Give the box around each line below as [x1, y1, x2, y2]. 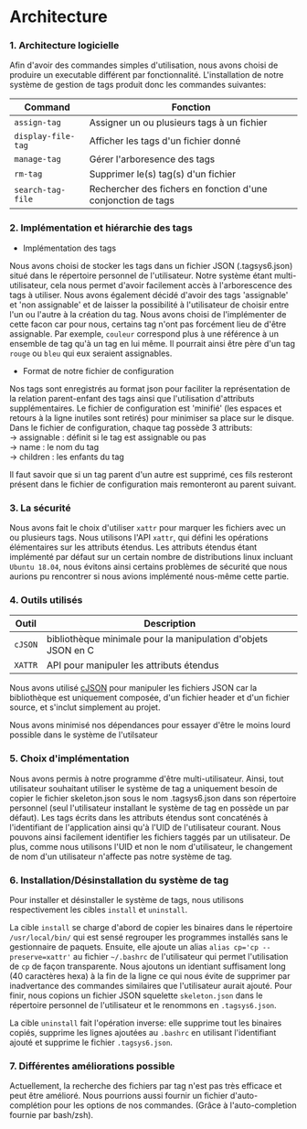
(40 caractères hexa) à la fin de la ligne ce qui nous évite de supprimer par [9, 970, 291, 981]
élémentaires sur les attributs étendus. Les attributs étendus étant [9, 542, 258, 553]
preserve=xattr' [9, 952, 71, 962]
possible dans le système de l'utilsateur [9, 729, 158, 740]
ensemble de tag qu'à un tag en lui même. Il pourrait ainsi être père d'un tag [9, 338, 295, 349]
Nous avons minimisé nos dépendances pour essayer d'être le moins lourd [9, 720, 291, 731]
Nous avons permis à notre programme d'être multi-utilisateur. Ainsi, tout [9, 773, 284, 784]
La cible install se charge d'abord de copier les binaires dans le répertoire [9, 921, 293, 932]
